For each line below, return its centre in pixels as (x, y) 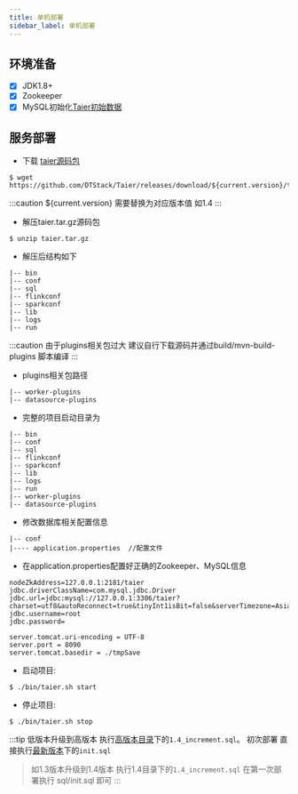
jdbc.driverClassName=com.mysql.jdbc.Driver (93, 591)
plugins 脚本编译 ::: (43, 357)
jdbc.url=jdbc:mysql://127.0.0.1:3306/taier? (94, 598)
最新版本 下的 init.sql (72, 750)
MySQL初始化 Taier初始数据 (72, 107)
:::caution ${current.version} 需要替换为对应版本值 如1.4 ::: (115, 203)
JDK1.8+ (37, 86)
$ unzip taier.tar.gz (49, 239)
